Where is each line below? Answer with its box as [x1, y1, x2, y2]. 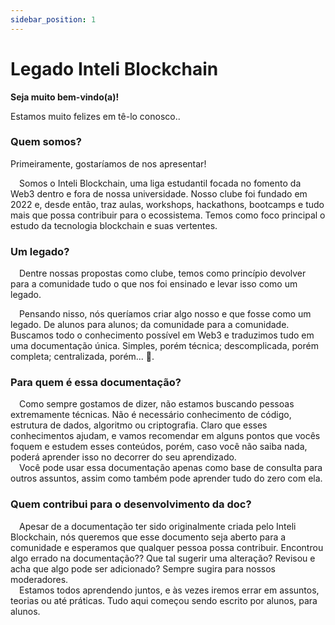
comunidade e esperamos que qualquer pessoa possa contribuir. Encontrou [10, 541, 324, 553]
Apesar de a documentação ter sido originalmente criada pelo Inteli [19, 520, 297, 532]
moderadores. [10, 573, 69, 585]
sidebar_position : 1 [10, 14, 97, 25]
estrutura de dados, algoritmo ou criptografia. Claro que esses [10, 419, 268, 431]
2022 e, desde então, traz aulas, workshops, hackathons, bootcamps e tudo [10, 198, 325, 210]
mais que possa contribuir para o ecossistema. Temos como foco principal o [10, 209, 326, 221]
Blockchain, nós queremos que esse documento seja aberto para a [10, 531, 287, 543]
